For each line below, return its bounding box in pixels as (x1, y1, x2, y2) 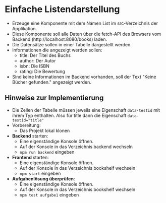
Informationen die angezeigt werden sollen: (12, 47, 102, 53)
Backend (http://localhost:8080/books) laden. (12, 36, 107, 42)
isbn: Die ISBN (19, 63, 50, 69)
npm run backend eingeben (19, 149, 75, 155)
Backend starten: (12, 132, 48, 139)
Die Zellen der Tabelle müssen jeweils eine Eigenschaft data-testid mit (12, 107, 160, 113)
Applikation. (12, 25, 37, 31)
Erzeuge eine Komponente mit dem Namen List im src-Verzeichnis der (12, 20, 158, 26)
